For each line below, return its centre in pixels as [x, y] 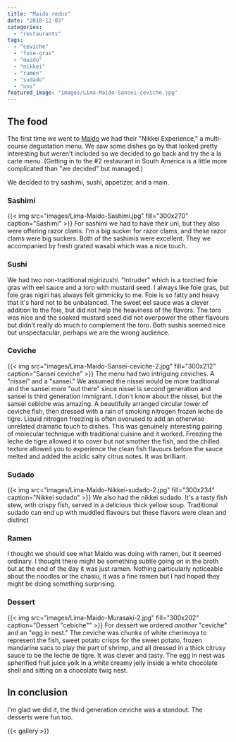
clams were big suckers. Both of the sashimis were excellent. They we [109, 238]
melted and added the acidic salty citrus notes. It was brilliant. [97, 456]
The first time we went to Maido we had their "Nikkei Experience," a [105, 138]
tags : [15, 40]
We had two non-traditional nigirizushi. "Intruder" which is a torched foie [113, 279]
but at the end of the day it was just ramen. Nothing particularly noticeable [115, 569]
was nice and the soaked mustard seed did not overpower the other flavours [118, 317]
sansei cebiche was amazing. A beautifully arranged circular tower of [108, 403]
